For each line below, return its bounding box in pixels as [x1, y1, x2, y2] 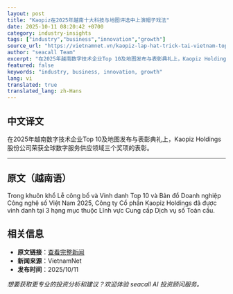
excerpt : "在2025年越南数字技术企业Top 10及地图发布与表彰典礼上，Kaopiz [7, 56, 202, 63]
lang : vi [7, 74, 33, 82]
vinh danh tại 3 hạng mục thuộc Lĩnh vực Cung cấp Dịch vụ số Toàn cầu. [7, 206, 215, 214]
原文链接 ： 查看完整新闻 [17, 247, 85, 256]
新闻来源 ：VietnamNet [17, 256, 82, 265]
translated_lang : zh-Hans [7, 88, 82, 95]
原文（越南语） [7, 172, 71, 184]
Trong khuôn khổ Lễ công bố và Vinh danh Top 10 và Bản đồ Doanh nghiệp [7, 191, 222, 199]
